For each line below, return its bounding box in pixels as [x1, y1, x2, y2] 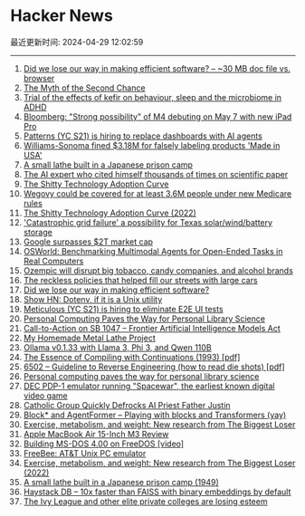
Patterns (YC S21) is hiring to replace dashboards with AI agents [23, 130, 263, 141]
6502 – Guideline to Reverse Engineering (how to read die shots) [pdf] [23, 361, 285, 372]
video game [23, 390, 68, 401]
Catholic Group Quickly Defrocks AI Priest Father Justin [23, 399, 231, 410]
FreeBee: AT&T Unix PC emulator [23, 447, 147, 458]
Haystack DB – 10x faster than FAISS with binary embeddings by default [23, 486, 291, 497]
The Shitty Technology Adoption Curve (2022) [23, 207, 197, 218]
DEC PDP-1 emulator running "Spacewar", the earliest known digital [23, 380, 275, 391]
